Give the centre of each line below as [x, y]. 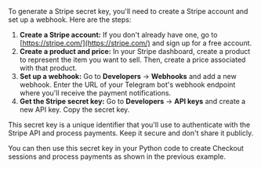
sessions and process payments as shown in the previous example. [117, 156]
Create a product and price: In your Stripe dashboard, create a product [135, 51]
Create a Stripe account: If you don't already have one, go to [118, 35]
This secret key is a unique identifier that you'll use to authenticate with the [129, 125]
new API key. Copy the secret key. [74, 110]
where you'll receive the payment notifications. [95, 93]
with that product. [48, 68]
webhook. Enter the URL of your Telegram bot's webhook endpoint [127, 84]
